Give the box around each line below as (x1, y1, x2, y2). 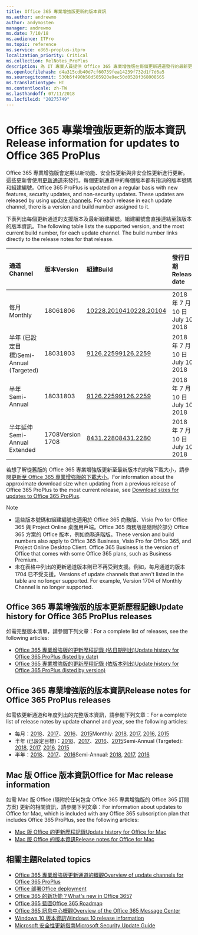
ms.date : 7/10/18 (6, 31, 49, 37)
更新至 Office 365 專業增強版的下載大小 (11, 473, 107, 480)
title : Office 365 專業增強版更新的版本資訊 (6, 8, 107, 15)
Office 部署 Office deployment (14, 885, 87, 892)
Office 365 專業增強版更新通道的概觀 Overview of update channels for (14, 871, 184, 878)
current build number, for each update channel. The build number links (6, 229, 178, 236)
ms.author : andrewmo (6, 14, 57, 20)
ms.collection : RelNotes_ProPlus (6, 58, 88, 64)
